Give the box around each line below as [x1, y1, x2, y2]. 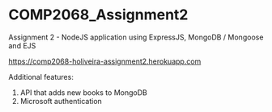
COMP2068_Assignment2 [8, 6, 189, 24]
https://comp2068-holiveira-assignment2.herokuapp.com [8, 56, 202, 66]
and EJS [8, 40, 36, 50]
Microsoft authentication [19, 96, 103, 106]
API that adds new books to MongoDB [19, 87, 147, 97]
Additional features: [8, 72, 74, 81]
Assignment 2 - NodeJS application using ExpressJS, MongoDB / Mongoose [8, 32, 264, 42]
